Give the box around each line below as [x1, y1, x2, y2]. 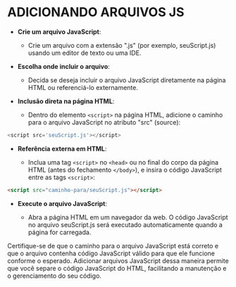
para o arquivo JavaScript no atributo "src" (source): [27, 117, 181, 127]
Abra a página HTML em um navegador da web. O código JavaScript [27, 212, 228, 222]
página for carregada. [27, 228, 92, 236]
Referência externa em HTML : [17, 144, 107, 153]
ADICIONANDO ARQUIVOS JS [7, 4, 185, 20]
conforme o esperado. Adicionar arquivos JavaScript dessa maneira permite [7, 256, 229, 264]
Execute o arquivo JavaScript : [17, 199, 108, 208]
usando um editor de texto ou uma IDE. [27, 49, 142, 57]
